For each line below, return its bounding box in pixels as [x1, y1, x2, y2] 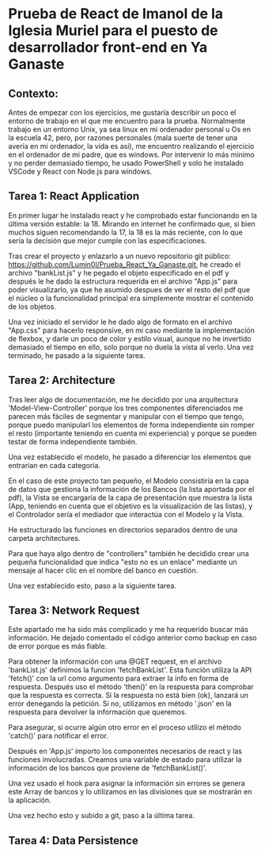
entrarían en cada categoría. [8, 460, 101, 470]
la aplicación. [8, 795, 51, 805]
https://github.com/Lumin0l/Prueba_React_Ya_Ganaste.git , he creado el [8, 259, 241, 269]
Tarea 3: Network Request [8, 604, 140, 618]
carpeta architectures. [8, 533, 81, 543]
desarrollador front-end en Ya [8, 39, 208, 56]
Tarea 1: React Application [8, 189, 140, 203]
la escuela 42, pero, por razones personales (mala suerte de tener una [8, 133, 238, 143]
